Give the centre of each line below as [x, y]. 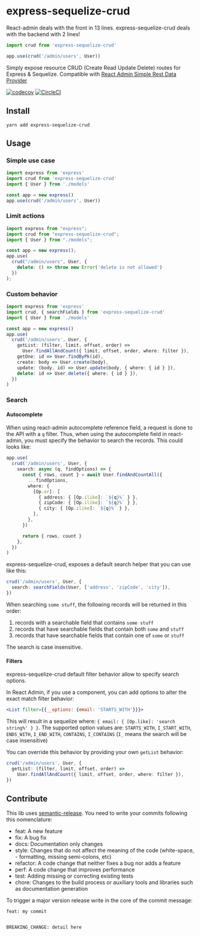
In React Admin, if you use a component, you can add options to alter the [97, 692]
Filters [14, 661]
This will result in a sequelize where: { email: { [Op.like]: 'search [91, 721]
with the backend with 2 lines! [43, 34]
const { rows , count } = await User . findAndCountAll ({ [92, 475]
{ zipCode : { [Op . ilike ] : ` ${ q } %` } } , [88, 503]
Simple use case [31, 160]
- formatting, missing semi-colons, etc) [63, 857]
